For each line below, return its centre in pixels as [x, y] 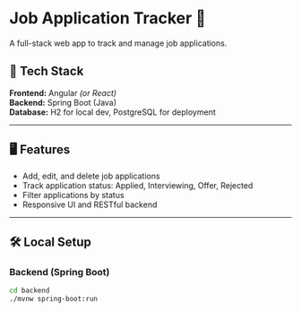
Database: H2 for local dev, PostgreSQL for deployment [113, 112]
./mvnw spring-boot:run [54, 299]
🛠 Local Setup [51, 242]
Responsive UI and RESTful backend [90, 204]
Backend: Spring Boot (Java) [63, 102]
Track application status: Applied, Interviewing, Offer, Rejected [138, 185]
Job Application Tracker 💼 [107, 18]
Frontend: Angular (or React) [63, 92]
